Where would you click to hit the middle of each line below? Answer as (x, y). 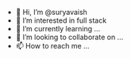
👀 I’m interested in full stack (61, 20)
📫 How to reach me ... (52, 46)
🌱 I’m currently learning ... (58, 29)
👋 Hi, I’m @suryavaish (51, 12)
